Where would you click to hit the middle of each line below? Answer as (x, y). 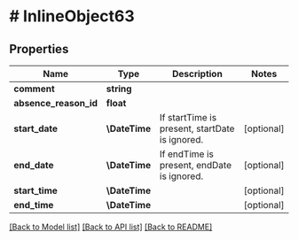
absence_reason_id (56, 103)
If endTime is (187, 154)
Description (197, 74)
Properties (39, 49)
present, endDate (196, 165)
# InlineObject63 (72, 16)
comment (34, 89)
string (119, 89)
